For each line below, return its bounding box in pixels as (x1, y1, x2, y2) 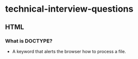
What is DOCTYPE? (5, 38, 53, 44)
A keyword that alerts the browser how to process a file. (12, 48, 126, 54)
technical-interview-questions (5, 3, 134, 15)
